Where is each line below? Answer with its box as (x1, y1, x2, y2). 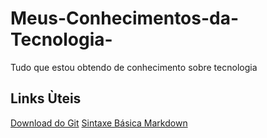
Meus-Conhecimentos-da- (10, 7, 240, 30)
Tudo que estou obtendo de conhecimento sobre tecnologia (10, 61, 258, 73)
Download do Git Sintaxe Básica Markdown (10, 117, 188, 129)
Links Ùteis (10, 90, 82, 107)
